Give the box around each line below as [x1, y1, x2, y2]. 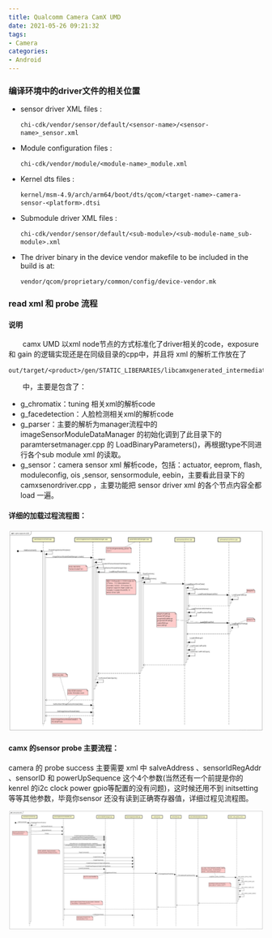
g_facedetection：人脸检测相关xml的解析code [19, 409, 174, 419]
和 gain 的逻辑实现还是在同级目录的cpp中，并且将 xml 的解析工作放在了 [8, 349, 247, 359]
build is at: [19, 261, 55, 271]
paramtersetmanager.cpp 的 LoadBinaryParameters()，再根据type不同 [19, 439, 255, 450]
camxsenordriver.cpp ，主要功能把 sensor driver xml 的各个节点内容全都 [19, 480, 261, 491]
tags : [8, 30, 27, 38]
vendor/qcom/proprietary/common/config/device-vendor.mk [19, 278, 217, 286]
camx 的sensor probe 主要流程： [8, 743, 120, 753]
